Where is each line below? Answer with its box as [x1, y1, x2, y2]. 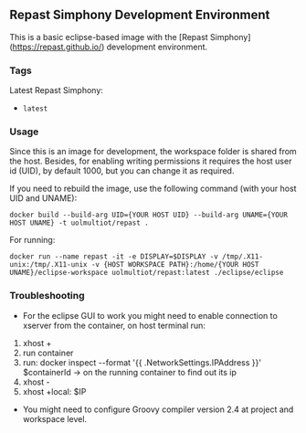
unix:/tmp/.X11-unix [9, 260, 89, 269]
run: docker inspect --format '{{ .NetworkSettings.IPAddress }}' [22, 356, 262, 368]
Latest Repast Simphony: [9, 85, 103, 96]
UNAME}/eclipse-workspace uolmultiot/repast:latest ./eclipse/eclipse [9, 269, 284, 278]
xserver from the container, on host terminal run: [22, 320, 206, 331]
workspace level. [22, 413, 88, 424]
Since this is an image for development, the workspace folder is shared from [9, 146, 297, 157]
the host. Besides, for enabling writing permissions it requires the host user [9, 155, 292, 167]
